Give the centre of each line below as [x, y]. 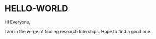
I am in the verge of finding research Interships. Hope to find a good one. [78, 31]
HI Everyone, [18, 22]
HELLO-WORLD [36, 9]
